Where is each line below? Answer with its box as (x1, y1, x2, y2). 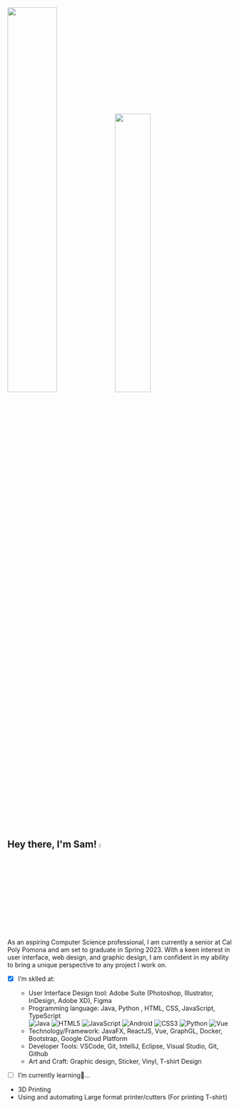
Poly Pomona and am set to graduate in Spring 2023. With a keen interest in (7, 946, 230, 954)
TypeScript (28, 1012, 61, 1020)
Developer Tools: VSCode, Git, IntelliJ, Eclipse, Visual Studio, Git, (28, 1042, 219, 1051)
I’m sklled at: (17, 974, 56, 983)
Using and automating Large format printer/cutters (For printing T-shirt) (17, 1093, 228, 1102)
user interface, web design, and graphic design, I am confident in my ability (7, 953, 230, 962)
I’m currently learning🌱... (17, 1071, 91, 1079)
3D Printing (17, 1085, 51, 1094)
